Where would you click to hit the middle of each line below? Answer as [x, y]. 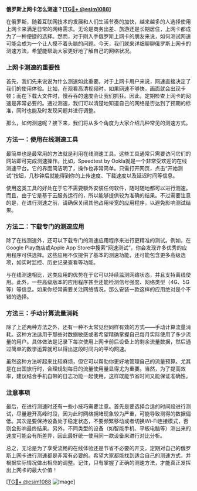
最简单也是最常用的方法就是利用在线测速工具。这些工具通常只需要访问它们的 [98, 153]
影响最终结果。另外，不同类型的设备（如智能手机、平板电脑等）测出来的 [103, 428]
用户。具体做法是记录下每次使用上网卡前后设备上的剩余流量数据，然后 [101, 342]
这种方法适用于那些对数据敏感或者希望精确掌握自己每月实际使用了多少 [101, 334]
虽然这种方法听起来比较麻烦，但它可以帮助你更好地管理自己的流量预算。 [93, 362]
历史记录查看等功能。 [72, 262]
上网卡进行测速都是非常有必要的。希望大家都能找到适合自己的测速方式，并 [101, 455]
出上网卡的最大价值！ [32, 470]
